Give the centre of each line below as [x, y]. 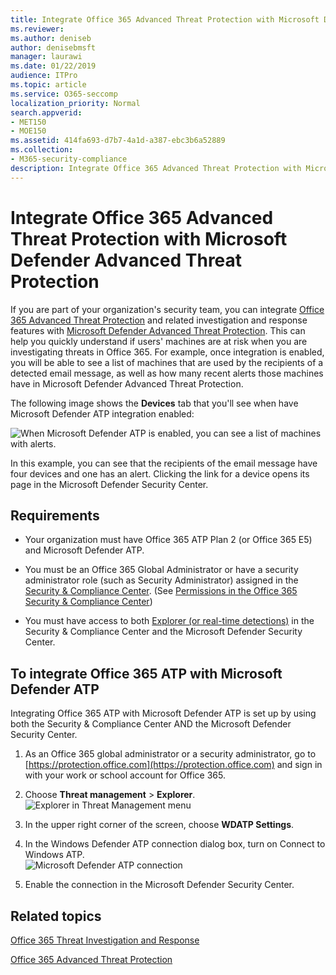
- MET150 [28, 122]
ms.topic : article [48, 85]
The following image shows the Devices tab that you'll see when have [154, 403]
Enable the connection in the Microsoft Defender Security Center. [159, 885]
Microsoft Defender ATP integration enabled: [102, 413]
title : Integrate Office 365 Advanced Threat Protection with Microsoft [165, 19]
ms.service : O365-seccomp [64, 94]
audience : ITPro [44, 76]
